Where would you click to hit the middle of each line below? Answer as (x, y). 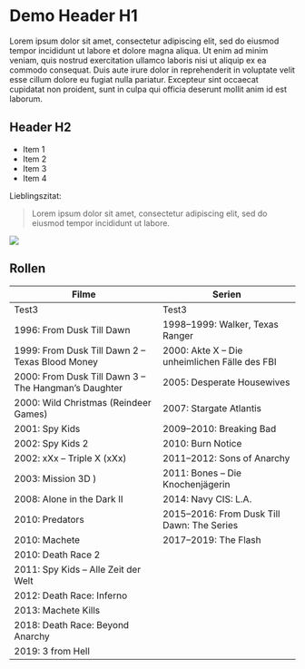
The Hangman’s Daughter (69, 388)
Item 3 (34, 168)
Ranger (177, 335)
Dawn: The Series (200, 525)
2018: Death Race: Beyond (72, 625)
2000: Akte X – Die (202, 350)
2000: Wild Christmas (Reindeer (83, 402)
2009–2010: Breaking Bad (219, 428)
